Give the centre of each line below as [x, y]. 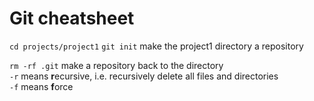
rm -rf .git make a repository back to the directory [116, 65]
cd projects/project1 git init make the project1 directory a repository [156, 46]
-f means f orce [41, 86]
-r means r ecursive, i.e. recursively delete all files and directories [144, 76]
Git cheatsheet [72, 18]
